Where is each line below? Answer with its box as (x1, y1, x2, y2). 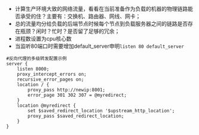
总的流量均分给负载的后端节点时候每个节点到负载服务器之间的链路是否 (14, 20, 188, 27)
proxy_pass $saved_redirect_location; (27, 113, 124, 119)
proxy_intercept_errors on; (17, 71, 87, 77)
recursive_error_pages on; (17, 76, 84, 82)
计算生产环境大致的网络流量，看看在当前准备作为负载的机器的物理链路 (14, 5, 188, 12)
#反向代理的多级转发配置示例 (6, 56, 67, 62)
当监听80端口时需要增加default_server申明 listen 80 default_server (14, 42, 184, 50)
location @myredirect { (17, 103, 76, 109)
